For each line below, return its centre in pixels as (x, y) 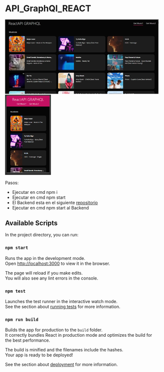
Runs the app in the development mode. (45, 258)
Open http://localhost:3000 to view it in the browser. (58, 263)
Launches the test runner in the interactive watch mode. (61, 302)
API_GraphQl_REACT (48, 9)
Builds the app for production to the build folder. (54, 330)
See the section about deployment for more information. (61, 365)
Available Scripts (31, 223)
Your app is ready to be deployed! (39, 355)
